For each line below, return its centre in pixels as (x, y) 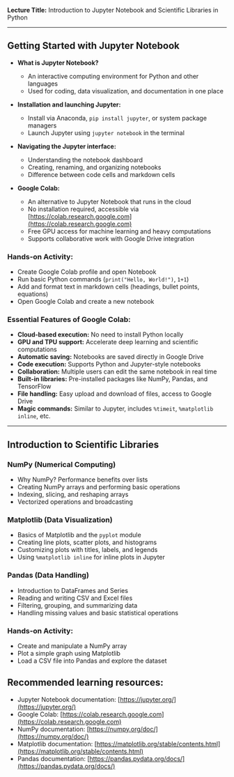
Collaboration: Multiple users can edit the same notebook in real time (117, 371)
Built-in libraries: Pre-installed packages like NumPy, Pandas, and (112, 379)
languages (42, 84)
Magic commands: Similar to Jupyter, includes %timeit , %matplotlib (115, 409)
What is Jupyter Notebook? (58, 63)
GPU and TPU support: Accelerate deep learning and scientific (108, 342)
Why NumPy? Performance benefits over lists (83, 479)
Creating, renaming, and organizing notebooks (94, 167)
